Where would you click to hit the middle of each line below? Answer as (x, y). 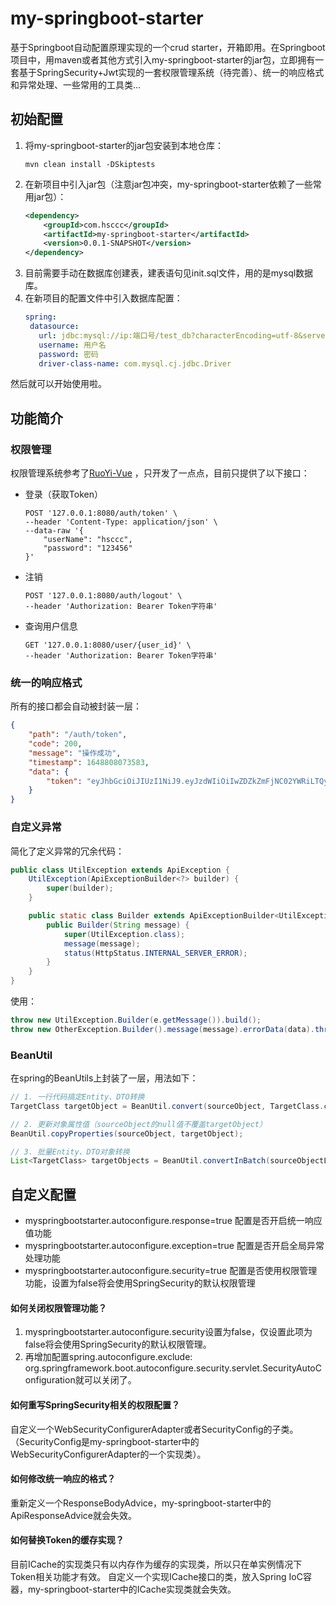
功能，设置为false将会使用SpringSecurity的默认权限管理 (140, 1283)
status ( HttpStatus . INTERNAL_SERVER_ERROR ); (155, 953)
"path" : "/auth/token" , (78, 735)
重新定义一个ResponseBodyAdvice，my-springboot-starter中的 (141, 1503)
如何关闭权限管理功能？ (58, 1308)
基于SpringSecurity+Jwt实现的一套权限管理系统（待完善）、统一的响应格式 (171, 72)
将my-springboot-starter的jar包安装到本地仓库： (124, 145)
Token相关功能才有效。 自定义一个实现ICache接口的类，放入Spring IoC (156, 1576)
